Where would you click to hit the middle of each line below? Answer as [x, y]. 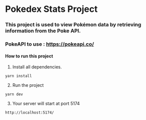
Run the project [28, 85]
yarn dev [14, 94]
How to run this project [29, 56]
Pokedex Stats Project [51, 9]
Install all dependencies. [37, 67]
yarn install [19, 76]
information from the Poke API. [43, 31]
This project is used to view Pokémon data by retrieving [73, 25]
